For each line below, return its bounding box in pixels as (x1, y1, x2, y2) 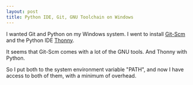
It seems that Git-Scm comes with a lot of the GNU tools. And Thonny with (6, 48, 188, 55)
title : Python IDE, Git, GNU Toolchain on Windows (6, 14, 134, 20)
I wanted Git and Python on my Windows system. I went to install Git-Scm (6, 30, 185, 37)
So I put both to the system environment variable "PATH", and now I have (6, 66, 184, 73)
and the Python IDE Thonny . (6, 37, 75, 44)
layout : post (6, 8, 38, 15)
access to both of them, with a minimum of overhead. (6, 72, 137, 79)
